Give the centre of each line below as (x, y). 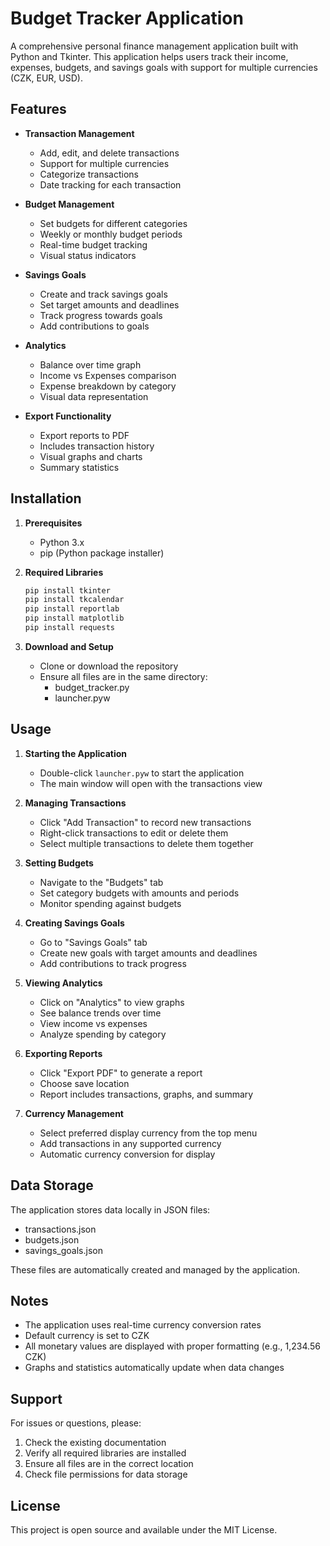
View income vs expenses (93, 1023)
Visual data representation (94, 396)
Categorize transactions (89, 174)
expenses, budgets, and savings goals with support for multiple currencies (164, 67)
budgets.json (52, 1239)
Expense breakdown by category (108, 386)
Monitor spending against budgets (110, 903)
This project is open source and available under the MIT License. (144, 1530)
